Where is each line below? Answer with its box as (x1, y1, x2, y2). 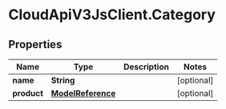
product (12, 88, 44, 99)
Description (123, 62, 170, 72)
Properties (8, 38, 63, 51)
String (50, 75, 75, 86)
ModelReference (50, 88, 116, 99)
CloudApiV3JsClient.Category (8, 6, 216, 24)
